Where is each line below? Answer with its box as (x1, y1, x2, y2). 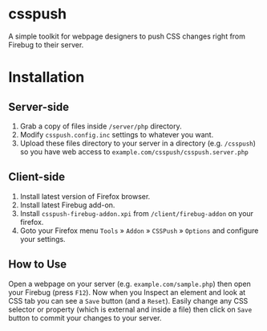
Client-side (8, 170, 66, 184)
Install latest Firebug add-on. (19, 200, 115, 210)
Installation (8, 68, 85, 87)
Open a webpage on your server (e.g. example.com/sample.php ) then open (8, 279, 251, 288)
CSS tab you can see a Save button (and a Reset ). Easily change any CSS (8, 296, 249, 305)
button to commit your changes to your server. (8, 313, 162, 322)
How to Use (8, 258, 67, 272)
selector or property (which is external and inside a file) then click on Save (8, 304, 253, 314)
